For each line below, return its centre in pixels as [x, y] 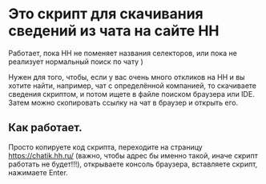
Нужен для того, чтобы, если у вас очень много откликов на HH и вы [127, 77]
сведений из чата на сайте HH [114, 31]
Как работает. [45, 128]
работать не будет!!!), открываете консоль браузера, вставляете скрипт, [133, 164]
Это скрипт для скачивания [106, 14]
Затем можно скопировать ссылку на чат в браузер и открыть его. [123, 102]
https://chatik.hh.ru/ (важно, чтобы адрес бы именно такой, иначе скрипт [133, 155]
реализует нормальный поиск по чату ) [76, 62]
